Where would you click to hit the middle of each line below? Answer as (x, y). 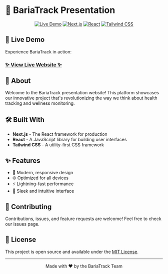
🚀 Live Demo (25, 40)
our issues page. (22, 224)
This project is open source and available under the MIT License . (72, 252)
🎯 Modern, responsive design (43, 173)
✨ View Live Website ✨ (33, 64)
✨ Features (23, 160)
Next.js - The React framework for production (60, 134)
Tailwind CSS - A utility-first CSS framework (58, 145)
